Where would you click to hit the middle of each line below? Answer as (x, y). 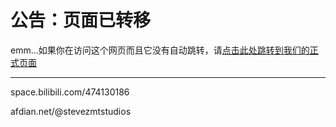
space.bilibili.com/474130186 (70, 92)
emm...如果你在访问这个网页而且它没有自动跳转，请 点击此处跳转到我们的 (160, 50)
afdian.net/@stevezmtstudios (71, 111)
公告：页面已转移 (81, 20)
